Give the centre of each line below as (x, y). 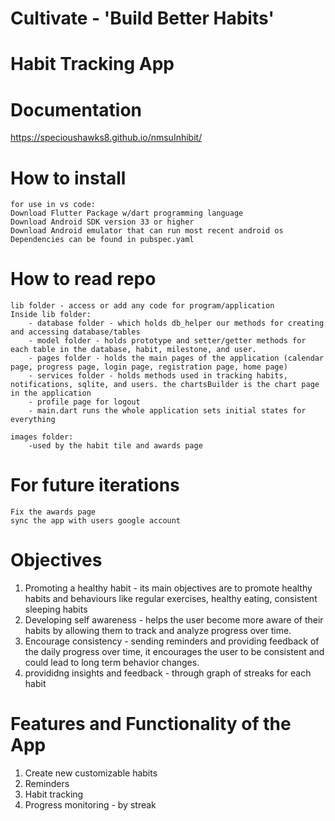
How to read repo (83, 279)
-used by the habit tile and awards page (115, 446)
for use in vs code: (53, 205)
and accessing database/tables (75, 332)
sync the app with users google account (96, 521)
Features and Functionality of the (151, 724)
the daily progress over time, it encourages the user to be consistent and (174, 652)
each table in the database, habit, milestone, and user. (133, 350)
